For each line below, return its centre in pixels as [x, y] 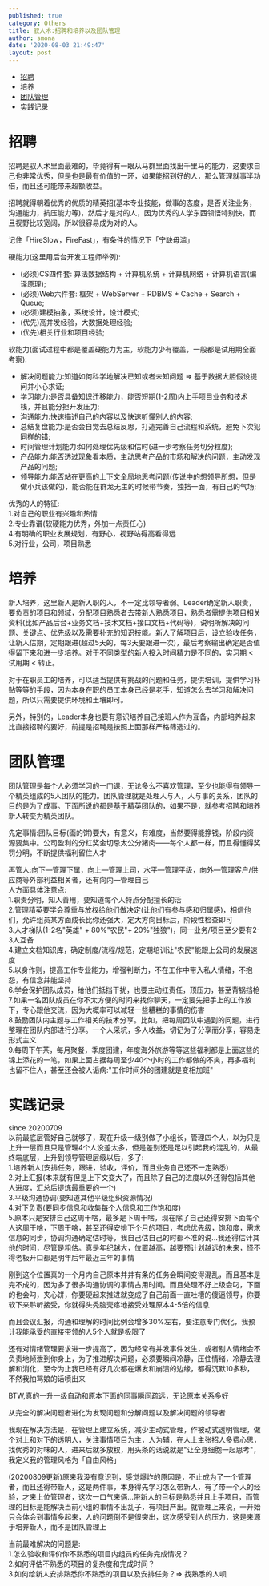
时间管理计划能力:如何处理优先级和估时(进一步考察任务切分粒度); [126, 446]
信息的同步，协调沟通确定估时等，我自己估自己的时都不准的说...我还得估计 [131, 1237]
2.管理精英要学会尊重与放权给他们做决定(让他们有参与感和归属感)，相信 [126, 909]
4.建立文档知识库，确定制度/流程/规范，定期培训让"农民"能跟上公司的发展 [129, 950]
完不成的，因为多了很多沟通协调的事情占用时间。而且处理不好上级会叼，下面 [134, 1284]
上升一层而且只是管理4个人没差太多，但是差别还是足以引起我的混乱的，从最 [133, 1147]
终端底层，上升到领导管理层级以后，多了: [76, 1157]
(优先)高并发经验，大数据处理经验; [76, 322]
